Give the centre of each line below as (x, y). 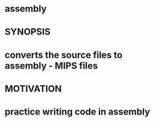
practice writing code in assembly (77, 112)
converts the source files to (64, 55)
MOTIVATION (33, 88)
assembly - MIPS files (51, 66)
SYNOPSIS (28, 32)
